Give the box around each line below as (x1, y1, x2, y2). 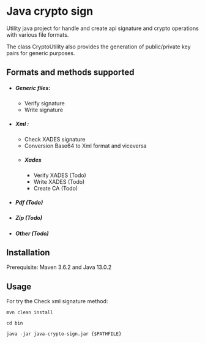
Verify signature (24, 100, 65, 107)
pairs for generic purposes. (6, 49, 75, 56)
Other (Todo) (15, 230, 49, 237)
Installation (6, 247, 50, 258)
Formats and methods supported (6, 67, 135, 78)
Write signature (24, 106, 63, 114)
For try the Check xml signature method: (6, 298, 108, 305)
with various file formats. (6, 31, 69, 38)
